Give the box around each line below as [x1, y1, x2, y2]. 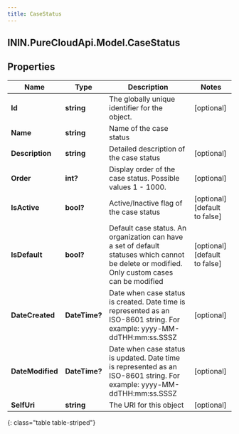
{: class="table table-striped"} [7, 418, 96, 427]
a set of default [109, 240, 160, 250]
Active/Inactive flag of [109, 198, 183, 208]
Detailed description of [109, 144, 186, 154]
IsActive [11, 202, 40, 212]
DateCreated [11, 310, 55, 320]
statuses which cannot [109, 250, 185, 260]
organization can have [109, 232, 184, 242]
